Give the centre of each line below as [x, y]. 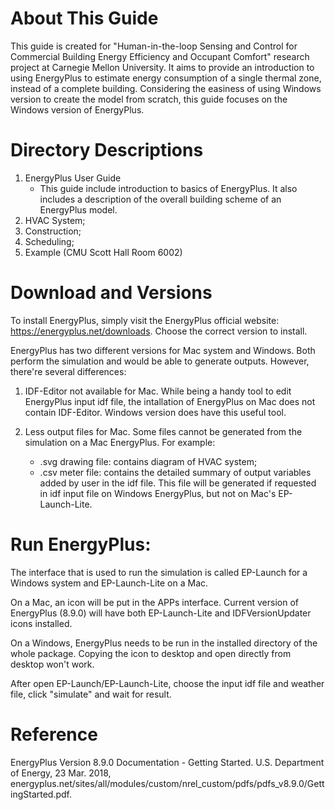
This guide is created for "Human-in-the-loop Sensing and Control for [154, 46]
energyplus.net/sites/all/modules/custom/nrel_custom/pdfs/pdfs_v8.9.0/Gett [167, 783]
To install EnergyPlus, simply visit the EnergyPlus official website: [145, 320]
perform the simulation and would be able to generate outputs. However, [160, 361]
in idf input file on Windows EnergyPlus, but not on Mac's [158, 493]
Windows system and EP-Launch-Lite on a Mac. [109, 583]
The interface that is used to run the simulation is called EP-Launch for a [159, 572]
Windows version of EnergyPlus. [77, 109]
